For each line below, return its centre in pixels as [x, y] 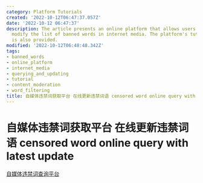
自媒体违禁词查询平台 [33, 173]
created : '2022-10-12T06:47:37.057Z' [54, 18]
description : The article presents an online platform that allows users [101, 29]
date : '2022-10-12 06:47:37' [43, 23]
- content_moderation [34, 85]
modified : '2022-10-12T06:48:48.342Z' [55, 46]
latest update [40, 156]
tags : [13, 51]
